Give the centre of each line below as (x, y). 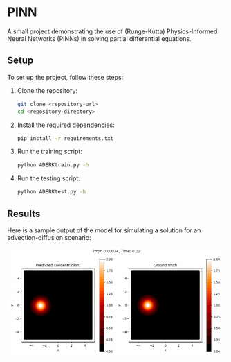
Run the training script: (50, 152)
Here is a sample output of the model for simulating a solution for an (104, 230)
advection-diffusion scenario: (49, 237)
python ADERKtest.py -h (52, 192)
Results (24, 213)
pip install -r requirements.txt (65, 138)
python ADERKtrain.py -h (53, 165)
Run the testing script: (49, 178)
